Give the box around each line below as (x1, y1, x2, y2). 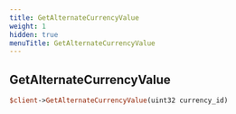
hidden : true (9, 30, 59, 39)
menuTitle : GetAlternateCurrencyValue (9, 38, 156, 48)
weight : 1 (9, 22, 47, 31)
